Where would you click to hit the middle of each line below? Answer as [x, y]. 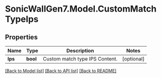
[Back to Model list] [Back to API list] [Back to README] [61, 71]
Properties [21, 37]
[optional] [134, 59]
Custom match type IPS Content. [80, 59]
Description [80, 51]
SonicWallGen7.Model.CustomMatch [81, 9]
